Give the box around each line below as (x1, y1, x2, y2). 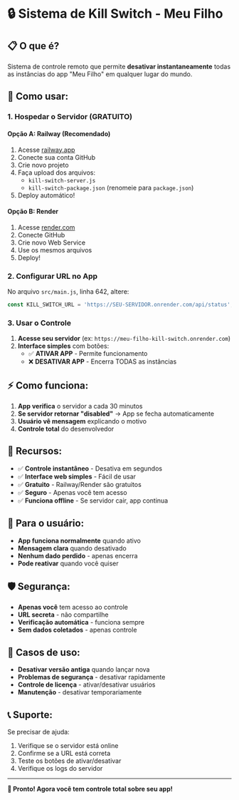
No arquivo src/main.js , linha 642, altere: (7, 287, 129, 296)
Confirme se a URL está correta (17, 749, 111, 758)
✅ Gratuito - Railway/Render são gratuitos (17, 480, 142, 488)
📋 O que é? (7, 40, 60, 52)
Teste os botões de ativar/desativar (17, 757, 122, 765)
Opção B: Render (7, 207, 59, 216)
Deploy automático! (17, 190, 75, 200)
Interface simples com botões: (17, 342, 110, 350)
